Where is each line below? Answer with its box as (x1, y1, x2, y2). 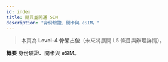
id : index (6, 8, 31, 15)
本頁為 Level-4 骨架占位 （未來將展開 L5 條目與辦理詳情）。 (20, 37, 166, 44)
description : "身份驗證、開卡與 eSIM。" (6, 20, 100, 26)
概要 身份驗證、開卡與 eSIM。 (6, 49, 80, 57)
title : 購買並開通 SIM (6, 14, 59, 20)
